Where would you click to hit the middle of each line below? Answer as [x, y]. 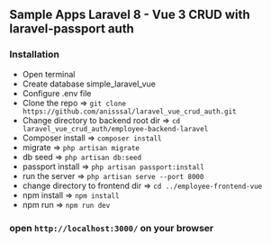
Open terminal [49, 74]
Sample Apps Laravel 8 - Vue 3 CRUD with [130, 15]
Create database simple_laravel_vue [89, 84]
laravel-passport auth [72, 29]
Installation [35, 55]
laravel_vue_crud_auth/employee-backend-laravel [115, 129]
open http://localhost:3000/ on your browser [112, 228]
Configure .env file [57, 93]
